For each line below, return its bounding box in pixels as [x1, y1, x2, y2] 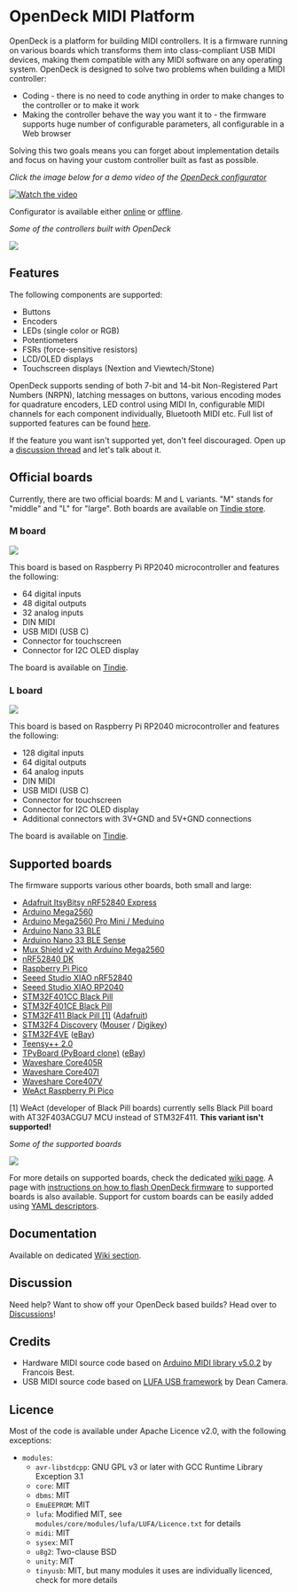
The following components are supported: [9, 289, 163, 300]
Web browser [21, 128, 72, 138]
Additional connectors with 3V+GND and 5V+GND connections [21, 814, 253, 824]
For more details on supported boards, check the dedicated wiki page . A [9, 1172, 274, 1182]
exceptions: [9, 1435, 51, 1446]
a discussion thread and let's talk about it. [9, 444, 162, 455]
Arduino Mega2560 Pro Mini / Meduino [21, 916, 165, 926]
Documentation [9, 1226, 98, 1242]
